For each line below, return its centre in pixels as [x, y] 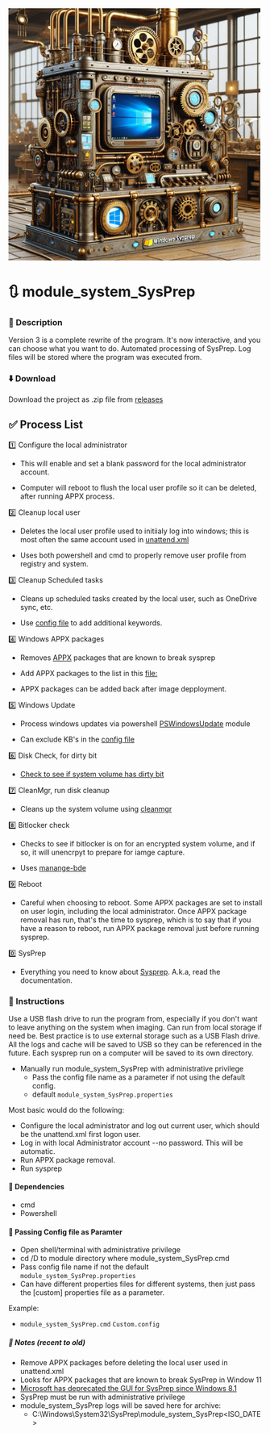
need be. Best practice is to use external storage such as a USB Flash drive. [134, 1035]
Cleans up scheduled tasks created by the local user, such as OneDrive [139, 598]
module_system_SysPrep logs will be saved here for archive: [120, 1406]
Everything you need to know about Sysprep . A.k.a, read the [120, 971]
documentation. [46, 980]
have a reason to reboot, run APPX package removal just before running [139, 928]
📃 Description [35, 323]
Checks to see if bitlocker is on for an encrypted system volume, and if [137, 843]
